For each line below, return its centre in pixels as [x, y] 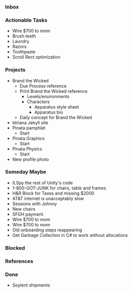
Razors [19, 47]
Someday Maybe [26, 172]
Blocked [15, 248]
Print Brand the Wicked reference [53, 91]
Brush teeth [24, 36]
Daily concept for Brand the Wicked [56, 117]
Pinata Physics [27, 148]
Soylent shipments [31, 285]
